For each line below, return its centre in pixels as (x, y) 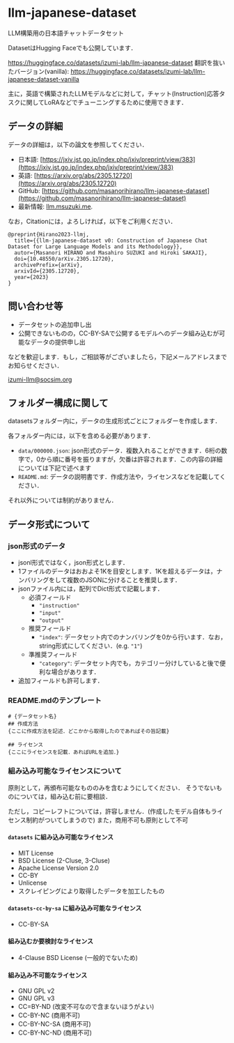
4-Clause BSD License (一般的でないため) (78, 958)
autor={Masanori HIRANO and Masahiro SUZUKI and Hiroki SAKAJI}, (111, 252)
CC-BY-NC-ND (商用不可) (55, 1033)
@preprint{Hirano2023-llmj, (49, 234)
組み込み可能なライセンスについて (65, 771)
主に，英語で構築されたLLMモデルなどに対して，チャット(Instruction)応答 (114, 93)
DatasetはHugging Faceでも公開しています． (72, 47)
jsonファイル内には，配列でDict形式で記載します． (91, 589)
